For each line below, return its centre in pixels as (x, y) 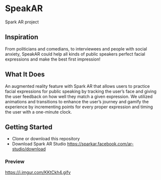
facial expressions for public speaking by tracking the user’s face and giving (81, 91)
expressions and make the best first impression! (53, 59)
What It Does (25, 74)
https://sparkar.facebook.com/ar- (100, 144)
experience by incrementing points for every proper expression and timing (79, 107)
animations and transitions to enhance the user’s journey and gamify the (77, 101)
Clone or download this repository (46, 139)
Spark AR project (22, 22)
